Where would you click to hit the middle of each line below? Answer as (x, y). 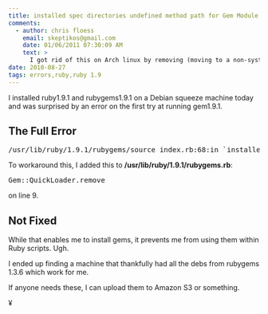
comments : (25, 23)
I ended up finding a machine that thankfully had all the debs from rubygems (134, 264)
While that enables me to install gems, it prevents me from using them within (134, 240)
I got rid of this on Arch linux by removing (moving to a (129, 61)
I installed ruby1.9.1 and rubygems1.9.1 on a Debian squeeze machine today (131, 97)
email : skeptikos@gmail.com (69, 38)
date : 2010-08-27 (37, 68)
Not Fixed (33, 220)
